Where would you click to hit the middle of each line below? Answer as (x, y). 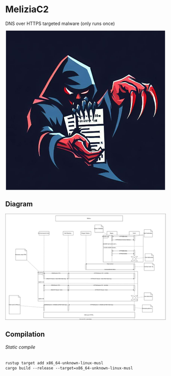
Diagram (19, 204)
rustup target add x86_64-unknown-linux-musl (54, 363)
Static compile (20, 347)
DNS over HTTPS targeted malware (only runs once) (60, 23)
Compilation (25, 334)
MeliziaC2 (27, 9)
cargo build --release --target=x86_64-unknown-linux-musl (69, 368)
